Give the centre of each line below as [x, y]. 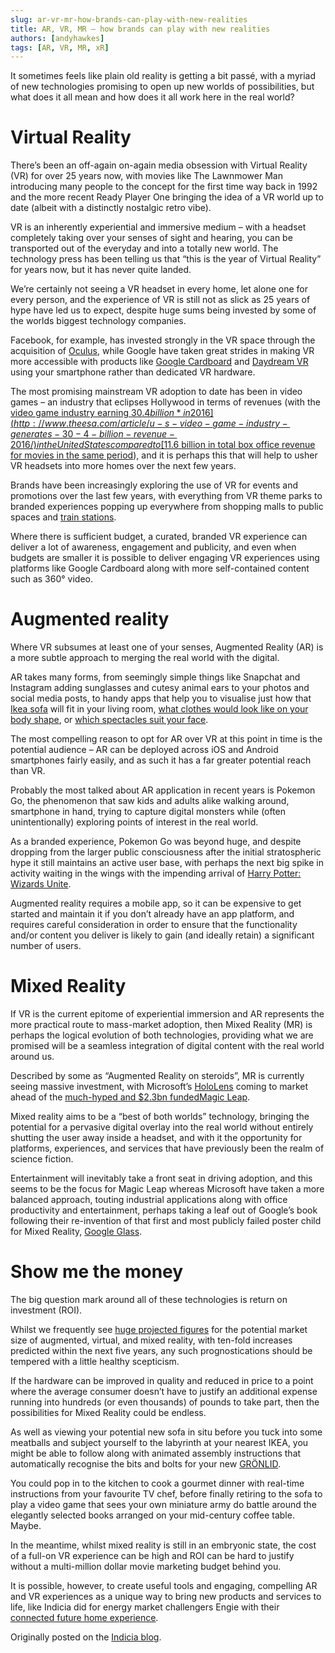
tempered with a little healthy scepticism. [95, 1361]
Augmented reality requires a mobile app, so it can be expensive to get [156, 903]
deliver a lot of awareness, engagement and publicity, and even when [153, 547]
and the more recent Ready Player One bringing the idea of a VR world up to [167, 197]
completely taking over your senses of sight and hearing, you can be [151, 238]
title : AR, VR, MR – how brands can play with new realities [140, 29]
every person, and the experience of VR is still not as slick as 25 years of [160, 300]
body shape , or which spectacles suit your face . [109, 720]
